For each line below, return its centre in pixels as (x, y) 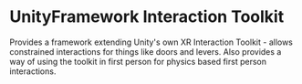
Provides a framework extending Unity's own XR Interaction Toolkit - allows (151, 42)
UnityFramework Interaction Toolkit (147, 17)
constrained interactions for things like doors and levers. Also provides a (146, 51)
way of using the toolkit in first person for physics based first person (138, 61)
